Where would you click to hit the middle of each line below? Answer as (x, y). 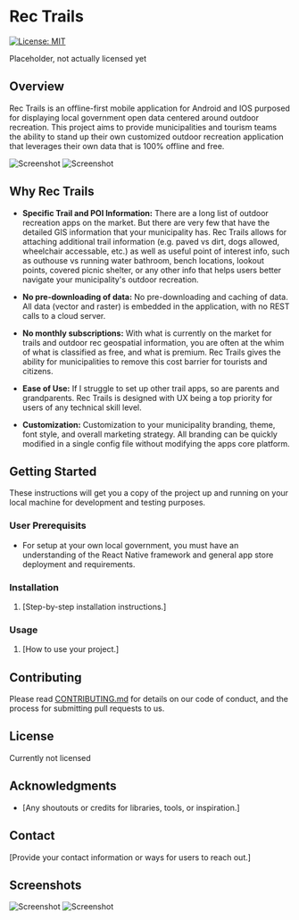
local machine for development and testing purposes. (108, 503)
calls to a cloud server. (64, 315)
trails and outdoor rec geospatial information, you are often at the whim (153, 342)
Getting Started (53, 471)
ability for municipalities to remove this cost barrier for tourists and (145, 361)
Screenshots (46, 885)
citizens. (37, 371)
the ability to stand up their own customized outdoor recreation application (146, 137)
